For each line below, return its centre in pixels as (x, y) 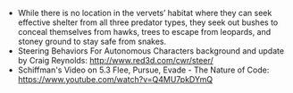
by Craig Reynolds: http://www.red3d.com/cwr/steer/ (116, 60)
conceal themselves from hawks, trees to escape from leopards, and (144, 32)
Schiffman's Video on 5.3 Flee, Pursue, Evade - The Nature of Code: (143, 70)
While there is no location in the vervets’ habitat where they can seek (145, 13)
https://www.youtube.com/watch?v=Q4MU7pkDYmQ (115, 79)
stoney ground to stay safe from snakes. (92, 41)
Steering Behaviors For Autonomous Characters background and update (151, 51)
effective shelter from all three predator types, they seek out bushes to (148, 22)
